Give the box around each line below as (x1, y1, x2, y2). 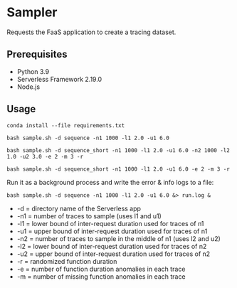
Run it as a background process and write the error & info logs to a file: (6, 178, 214, 186)
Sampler (6, 4, 58, 21)
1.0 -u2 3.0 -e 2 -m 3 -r (6, 153, 83, 160)
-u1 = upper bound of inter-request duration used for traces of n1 (16, 227, 208, 235)
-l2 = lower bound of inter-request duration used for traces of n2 (16, 242, 207, 250)
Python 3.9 (16, 67, 50, 75)
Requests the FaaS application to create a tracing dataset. (6, 28, 177, 36)
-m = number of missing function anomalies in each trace (16, 272, 186, 281)
